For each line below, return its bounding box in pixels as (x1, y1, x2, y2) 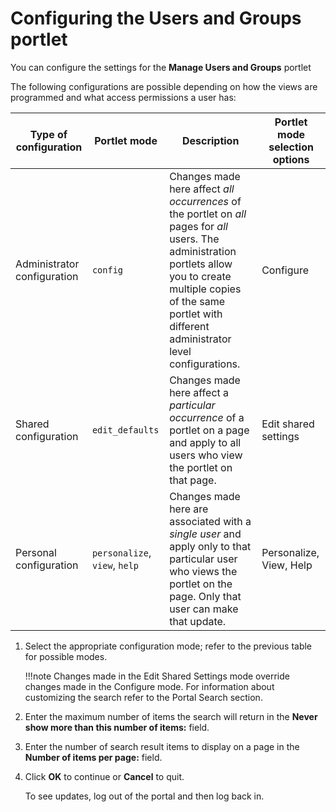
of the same (169, 294, 226, 308)
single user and (169, 527, 242, 541)
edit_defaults (91, 424, 160, 436)
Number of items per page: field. (24, 751, 163, 763)
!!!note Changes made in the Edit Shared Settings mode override (24, 670, 290, 682)
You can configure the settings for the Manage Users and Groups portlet (10, 61, 312, 73)
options (272, 152, 310, 166)
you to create (169, 269, 232, 283)
